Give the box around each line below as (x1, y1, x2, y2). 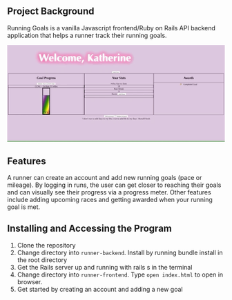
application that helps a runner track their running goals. (7, 31, 167, 39)
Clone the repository (17, 241, 76, 249)
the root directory (17, 255, 68, 264)
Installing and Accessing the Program (7, 223, 173, 234)
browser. (17, 277, 43, 286)
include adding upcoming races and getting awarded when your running (7, 196, 213, 204)
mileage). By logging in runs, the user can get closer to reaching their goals (7, 181, 222, 189)
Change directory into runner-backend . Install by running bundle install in (17, 248, 223, 257)
